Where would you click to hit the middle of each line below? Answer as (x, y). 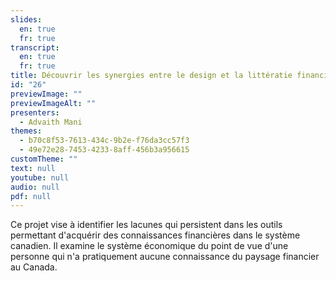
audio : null (35, 187)
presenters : (35, 112)
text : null (33, 168)
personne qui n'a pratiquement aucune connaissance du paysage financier (165, 257)
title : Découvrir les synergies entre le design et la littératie (151, 76)
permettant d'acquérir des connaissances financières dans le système (155, 235)
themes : (26, 131)
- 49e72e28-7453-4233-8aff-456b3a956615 (104, 150)
